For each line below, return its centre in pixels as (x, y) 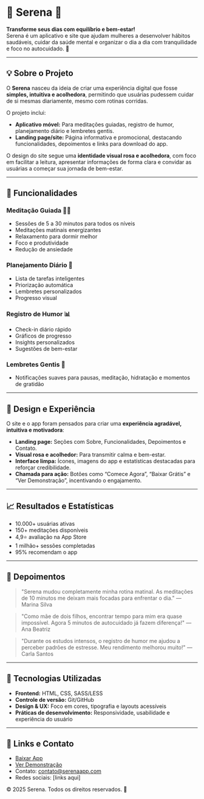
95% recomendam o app (46, 552)
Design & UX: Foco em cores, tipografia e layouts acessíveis (91, 706)
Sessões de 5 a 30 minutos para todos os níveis (75, 223)
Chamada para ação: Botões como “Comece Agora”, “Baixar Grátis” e (103, 474)
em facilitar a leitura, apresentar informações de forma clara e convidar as (99, 162)
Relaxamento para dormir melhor (56, 237)
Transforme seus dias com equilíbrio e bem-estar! (71, 29)
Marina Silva (37, 604)
